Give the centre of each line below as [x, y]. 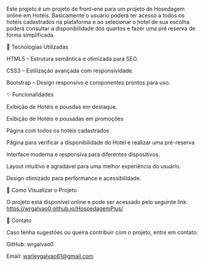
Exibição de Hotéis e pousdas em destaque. [62, 107]
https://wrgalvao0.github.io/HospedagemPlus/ [65, 209]
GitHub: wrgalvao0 [30, 244]
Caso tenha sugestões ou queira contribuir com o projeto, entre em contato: [102, 232]
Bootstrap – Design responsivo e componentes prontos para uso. [88, 83]
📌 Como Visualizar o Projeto [42, 190]
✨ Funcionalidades [30, 94]
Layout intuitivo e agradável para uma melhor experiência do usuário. [94, 166]
